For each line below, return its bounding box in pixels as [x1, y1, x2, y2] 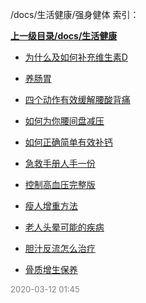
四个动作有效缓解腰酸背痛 [24, 94, 131, 105]
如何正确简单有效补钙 [24, 136, 113, 148]
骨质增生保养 [24, 264, 78, 275]
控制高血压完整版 [24, 179, 96, 190]
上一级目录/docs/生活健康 [10, 30, 118, 42]
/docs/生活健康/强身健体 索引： [10, 9, 140, 20]
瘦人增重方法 [24, 200, 78, 212]
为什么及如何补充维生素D [24, 51, 128, 63]
